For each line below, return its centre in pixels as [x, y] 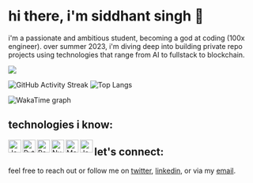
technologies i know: [60, 125]
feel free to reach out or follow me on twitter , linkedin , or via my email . [122, 171]
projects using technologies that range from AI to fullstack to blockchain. [126, 54]
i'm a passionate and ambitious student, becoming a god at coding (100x [126, 38]
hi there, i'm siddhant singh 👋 [106, 16]
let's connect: [129, 152]
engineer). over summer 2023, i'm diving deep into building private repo [125, 46]
